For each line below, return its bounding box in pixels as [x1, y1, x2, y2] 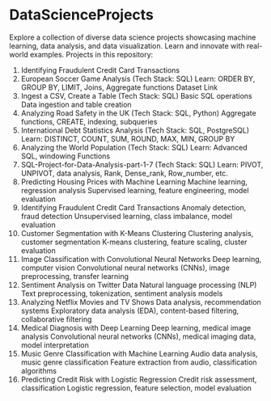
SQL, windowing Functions [20, 151, 111, 161]
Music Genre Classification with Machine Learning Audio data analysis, [20, 348, 258, 358]
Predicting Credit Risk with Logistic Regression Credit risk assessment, [20, 374, 257, 384]
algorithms [20, 365, 57, 375]
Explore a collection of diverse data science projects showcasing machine [9, 32, 256, 42]
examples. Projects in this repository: [29, 49, 154, 59]
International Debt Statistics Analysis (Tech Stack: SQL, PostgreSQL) [20, 125, 250, 135]
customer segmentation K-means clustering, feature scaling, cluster [20, 237, 248, 247]
